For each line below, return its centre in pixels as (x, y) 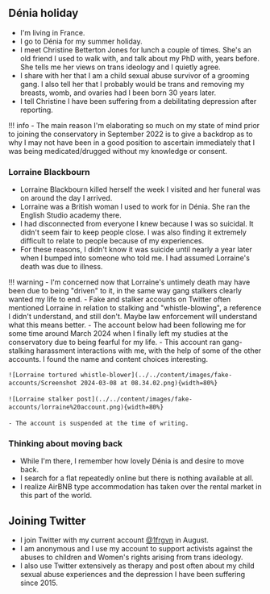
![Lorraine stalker (41, 399)
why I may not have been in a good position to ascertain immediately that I (132, 142)
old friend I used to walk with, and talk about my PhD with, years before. (139, 58)
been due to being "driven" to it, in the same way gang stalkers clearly (125, 291)
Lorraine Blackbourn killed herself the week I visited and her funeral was (140, 189)
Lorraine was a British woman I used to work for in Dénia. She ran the (135, 207)
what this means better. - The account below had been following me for (127, 325)
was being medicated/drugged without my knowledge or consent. (118, 151)
